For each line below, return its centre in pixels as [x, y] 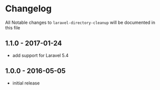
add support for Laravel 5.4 [40, 55]
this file [13, 27]
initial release [26, 83]
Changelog [28, 9]
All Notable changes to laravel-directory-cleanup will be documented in [80, 22]
